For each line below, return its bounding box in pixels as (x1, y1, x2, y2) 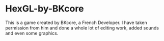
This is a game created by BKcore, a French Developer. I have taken (5, 19, 147, 25)
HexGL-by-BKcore (5, 3, 84, 14)
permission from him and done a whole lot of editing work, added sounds (5, 24, 159, 30)
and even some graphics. (5, 30, 59, 36)
